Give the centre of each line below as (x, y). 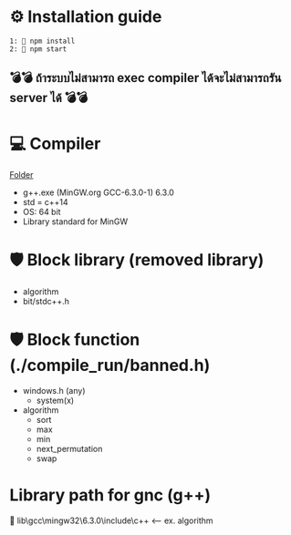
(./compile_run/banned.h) (110, 365)
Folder (21, 175)
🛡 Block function (75, 340)
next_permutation (69, 449)
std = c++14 (45, 202)
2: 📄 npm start (38, 49)
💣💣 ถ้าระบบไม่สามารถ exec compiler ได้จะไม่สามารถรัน (145, 78)
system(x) (55, 401)
